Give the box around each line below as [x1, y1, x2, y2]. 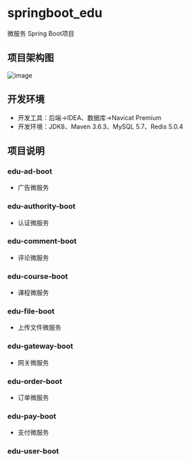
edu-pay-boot [7, 411, 57, 421]
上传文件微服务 [17, 323, 61, 332]
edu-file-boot [7, 306, 55, 316]
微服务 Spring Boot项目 [7, 29, 75, 37]
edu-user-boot [7, 446, 59, 456]
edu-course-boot [7, 271, 69, 281]
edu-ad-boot [7, 166, 53, 176]
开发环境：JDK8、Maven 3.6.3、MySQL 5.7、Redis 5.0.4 [17, 122, 184, 131]
